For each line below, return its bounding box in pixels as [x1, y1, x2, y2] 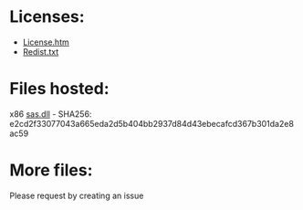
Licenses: [9, 6, 85, 27]
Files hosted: [9, 79, 110, 100]
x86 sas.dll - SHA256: [9, 108, 92, 120]
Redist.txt [22, 46, 59, 57]
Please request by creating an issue [9, 190, 144, 201]
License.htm [22, 37, 70, 47]
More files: [9, 160, 93, 181]
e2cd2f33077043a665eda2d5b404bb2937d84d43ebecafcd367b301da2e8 [9, 118, 295, 129]
